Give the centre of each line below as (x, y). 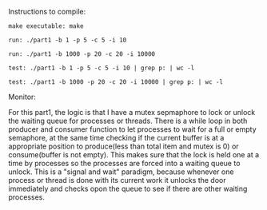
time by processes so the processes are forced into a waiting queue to (124, 163)
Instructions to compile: (47, 12)
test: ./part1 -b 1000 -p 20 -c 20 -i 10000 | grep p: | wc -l (116, 82)
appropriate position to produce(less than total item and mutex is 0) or (124, 146)
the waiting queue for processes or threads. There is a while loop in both (128, 121)
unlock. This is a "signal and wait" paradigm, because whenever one (121, 172)
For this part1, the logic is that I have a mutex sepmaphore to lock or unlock (132, 112)
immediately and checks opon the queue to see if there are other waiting (128, 188)
